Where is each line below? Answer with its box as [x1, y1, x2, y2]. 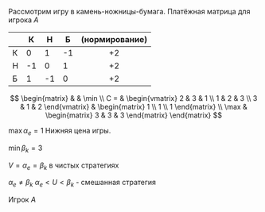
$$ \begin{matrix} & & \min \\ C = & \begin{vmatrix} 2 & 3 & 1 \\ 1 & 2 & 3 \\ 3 [10, 94, 258, 102]
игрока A [8, 15, 39, 25]
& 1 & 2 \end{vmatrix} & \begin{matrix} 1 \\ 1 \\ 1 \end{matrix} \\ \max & [19, 102, 248, 111]
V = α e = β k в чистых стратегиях [8, 160, 119, 172]
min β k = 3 [8, 143, 43, 154]
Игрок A [8, 195, 37, 205]
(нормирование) [80, 34, 148, 44]
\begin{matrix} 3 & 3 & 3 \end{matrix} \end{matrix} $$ [45, 110, 223, 120]
